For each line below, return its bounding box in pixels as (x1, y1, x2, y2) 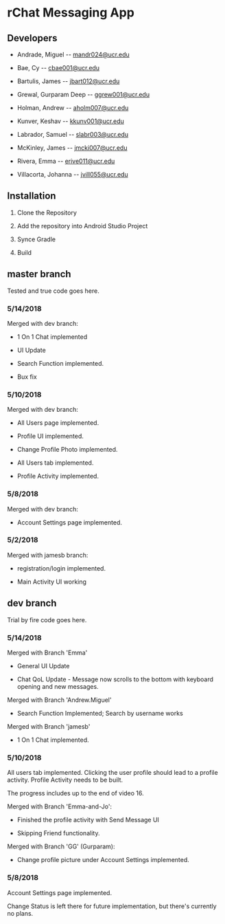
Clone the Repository (16, 208, 78, 217)
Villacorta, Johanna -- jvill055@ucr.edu (16, 170, 128, 178)
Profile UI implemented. (16, 432, 84, 441)
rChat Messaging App (7, 5, 135, 21)
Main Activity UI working (16, 577, 87, 586)
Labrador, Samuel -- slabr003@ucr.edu (16, 131, 129, 138)
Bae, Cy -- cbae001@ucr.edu (16, 64, 100, 71)
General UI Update (16, 661, 70, 670)
